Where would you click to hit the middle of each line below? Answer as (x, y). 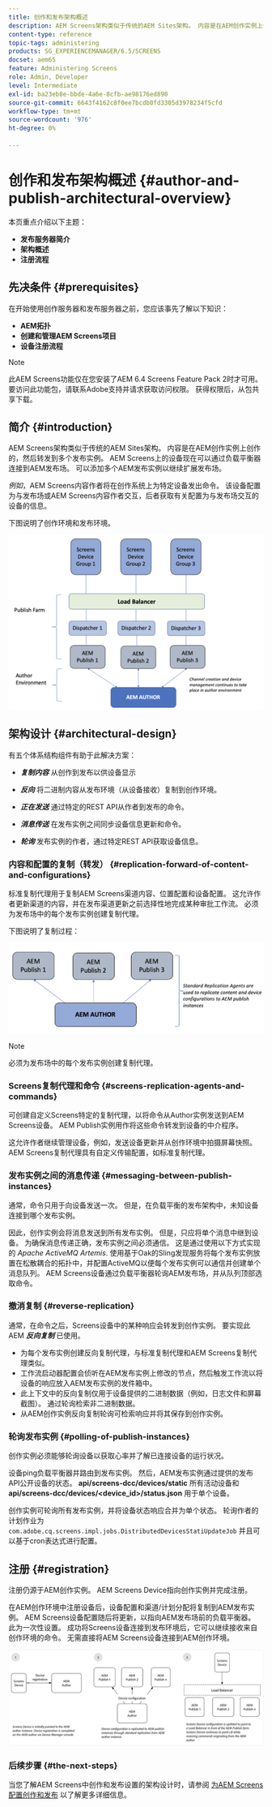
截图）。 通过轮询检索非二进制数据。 (80, 1403)
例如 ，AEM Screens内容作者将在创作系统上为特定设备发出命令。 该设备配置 (135, 486)
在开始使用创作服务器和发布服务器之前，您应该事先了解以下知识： (118, 308)
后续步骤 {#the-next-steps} (63, 1766)
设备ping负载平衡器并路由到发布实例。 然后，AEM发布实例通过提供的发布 (131, 1473)
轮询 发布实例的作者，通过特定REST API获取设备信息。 (111, 841)
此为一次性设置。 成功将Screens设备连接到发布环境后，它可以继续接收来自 (133, 1627)
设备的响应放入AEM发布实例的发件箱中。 (88, 1383)
